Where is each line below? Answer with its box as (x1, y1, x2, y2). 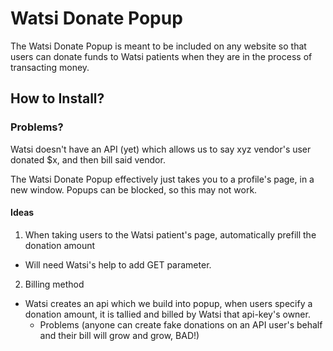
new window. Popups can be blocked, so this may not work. (10, 183, 258, 196)
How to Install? (10, 90, 105, 107)
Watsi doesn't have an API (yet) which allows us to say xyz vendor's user (10, 143, 312, 155)
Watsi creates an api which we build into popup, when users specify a (24, 297, 313, 309)
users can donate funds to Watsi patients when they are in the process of (10, 50, 313, 62)
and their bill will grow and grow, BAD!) (39, 329, 200, 341)
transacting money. (10, 61, 90, 73)
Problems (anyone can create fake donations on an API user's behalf (39, 318, 323, 331)
